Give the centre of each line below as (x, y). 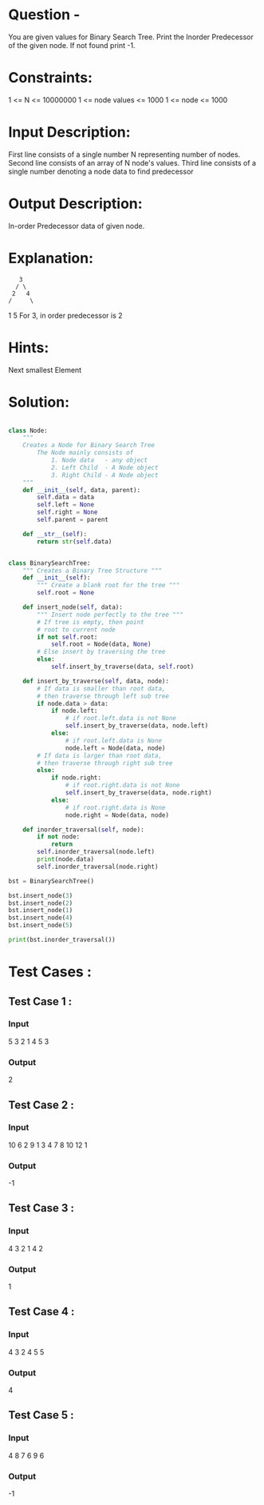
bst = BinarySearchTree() (51, 881)
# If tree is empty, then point (91, 622)
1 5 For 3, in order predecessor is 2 (65, 315)
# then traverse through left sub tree (103, 696)
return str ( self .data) (75, 542)
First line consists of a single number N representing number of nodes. (124, 154)
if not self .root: (67, 637)
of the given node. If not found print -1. (72, 45)
